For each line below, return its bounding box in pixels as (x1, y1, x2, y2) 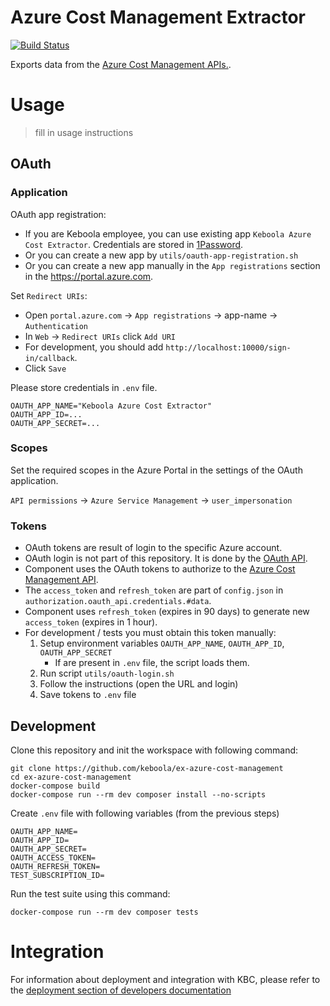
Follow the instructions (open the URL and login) (39, 678, 239, 690)
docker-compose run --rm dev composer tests (10, 907, 199, 917)
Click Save (24, 362, 67, 374)
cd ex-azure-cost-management (10, 772, 132, 782)
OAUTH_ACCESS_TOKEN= (10, 852, 97, 863)
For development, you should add (24, 341, 164, 353)
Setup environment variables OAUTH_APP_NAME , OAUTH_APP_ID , (39, 637, 285, 650)
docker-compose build (10, 781, 101, 791)
